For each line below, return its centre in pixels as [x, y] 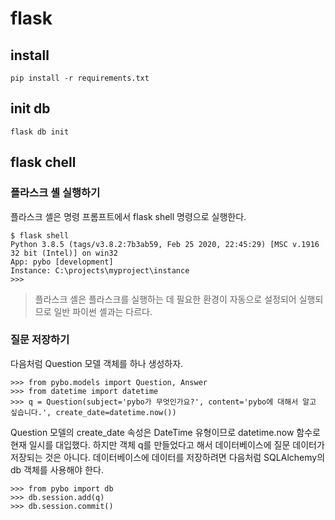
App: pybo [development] [62, 262]
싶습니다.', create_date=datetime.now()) [93, 412]
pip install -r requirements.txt [80, 78]
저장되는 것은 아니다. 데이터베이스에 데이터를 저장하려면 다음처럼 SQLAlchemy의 [168, 457]
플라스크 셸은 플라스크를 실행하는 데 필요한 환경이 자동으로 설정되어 [165, 299]
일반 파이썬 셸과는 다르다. [103, 311]
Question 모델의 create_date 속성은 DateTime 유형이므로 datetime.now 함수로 [165, 432]
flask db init [40, 132]
